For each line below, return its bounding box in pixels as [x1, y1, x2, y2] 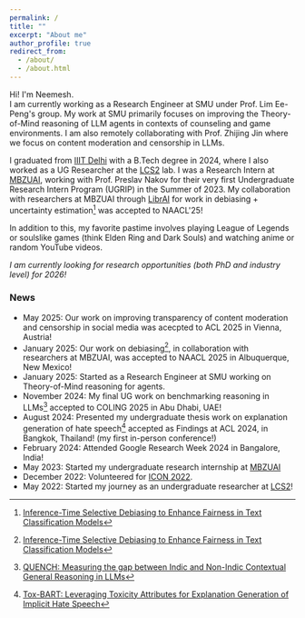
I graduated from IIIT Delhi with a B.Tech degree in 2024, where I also [9, 154, 270, 165]
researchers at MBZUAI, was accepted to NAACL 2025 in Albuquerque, [22, 352, 290, 364]
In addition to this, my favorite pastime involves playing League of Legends [9, 222, 290, 233]
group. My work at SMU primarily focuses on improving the [37, 108, 259, 119]
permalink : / [9, 13, 59, 23]
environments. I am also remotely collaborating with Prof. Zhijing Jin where [9, 127, 289, 138]
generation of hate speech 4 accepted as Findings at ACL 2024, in [22, 422, 269, 434]
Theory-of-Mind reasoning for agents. [22, 381, 165, 392]
